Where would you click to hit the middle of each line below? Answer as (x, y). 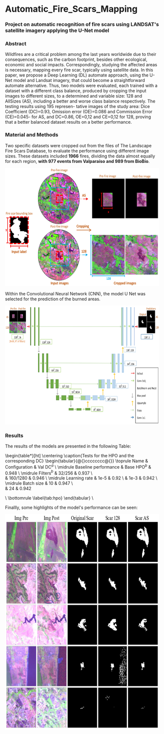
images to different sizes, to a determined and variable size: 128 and (74, 96)
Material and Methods (32, 135)
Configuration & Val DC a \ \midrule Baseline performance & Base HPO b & (78, 466)
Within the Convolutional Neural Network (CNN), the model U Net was (75, 293)
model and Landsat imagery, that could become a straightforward (79, 80)
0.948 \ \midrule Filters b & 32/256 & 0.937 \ (49, 472)
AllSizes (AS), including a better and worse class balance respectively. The (80, 101)
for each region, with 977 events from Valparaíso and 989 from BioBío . (77, 161)
